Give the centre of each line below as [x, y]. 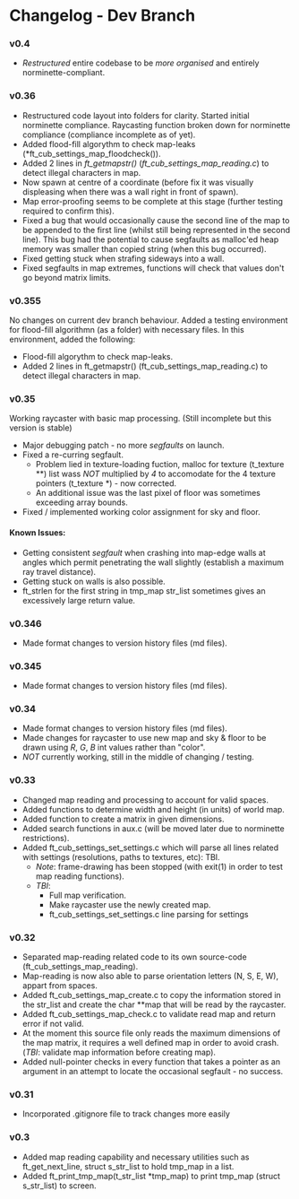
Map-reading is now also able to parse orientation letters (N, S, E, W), [150, 976]
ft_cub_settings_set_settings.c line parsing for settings [149, 914]
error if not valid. [53, 1024]
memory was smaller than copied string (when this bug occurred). [144, 248]
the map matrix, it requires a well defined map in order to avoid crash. [150, 1043]
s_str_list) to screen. [59, 1186]
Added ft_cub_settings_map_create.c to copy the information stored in [152, 995]
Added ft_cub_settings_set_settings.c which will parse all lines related [150, 847]
